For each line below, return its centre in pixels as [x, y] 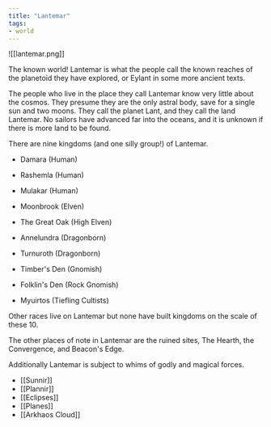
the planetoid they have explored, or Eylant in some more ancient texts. [127, 78]
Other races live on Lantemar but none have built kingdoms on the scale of [133, 316]
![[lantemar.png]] [36, 54]
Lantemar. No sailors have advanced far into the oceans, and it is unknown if [136, 120]
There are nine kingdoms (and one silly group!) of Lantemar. [108, 144]
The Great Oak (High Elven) [66, 222]
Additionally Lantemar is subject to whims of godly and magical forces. [127, 365]
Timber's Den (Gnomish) [61, 269]
